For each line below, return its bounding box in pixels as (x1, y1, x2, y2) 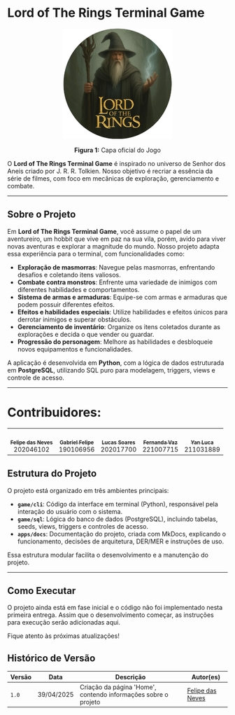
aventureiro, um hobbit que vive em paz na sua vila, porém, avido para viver (7, 235, 226, 243)
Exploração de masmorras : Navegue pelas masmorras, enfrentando (17, 263, 215, 271)
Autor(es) (191, 672, 220, 681)
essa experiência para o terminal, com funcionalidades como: (7, 249, 185, 258)
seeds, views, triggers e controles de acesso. (17, 522, 149, 530)
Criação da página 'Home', (79, 683, 157, 691)
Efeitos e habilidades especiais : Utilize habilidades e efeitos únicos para (17, 307, 228, 316)
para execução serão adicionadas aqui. (7, 618, 121, 627)
